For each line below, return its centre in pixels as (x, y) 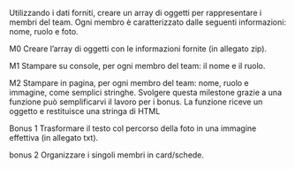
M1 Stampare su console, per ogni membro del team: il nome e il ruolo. (137, 66)
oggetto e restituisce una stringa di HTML (85, 111)
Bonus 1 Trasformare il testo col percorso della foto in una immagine (133, 128)
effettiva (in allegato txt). (54, 138)
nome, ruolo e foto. (44, 31)
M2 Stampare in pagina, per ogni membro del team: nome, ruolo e (129, 83)
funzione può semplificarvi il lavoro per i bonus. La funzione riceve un (136, 102)
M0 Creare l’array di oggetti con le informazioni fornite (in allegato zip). (138, 49)
